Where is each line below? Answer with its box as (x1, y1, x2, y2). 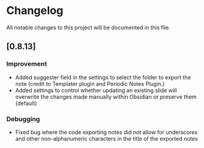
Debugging (6, 115, 40, 123)
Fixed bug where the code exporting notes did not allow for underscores (15, 129, 198, 136)
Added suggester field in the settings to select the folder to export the (15, 74, 191, 81)
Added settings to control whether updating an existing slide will (15, 86, 177, 94)
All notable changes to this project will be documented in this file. (6, 24, 171, 31)
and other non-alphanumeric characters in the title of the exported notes (15, 135, 199, 142)
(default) (15, 99, 37, 107)
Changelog (6, 4, 64, 18)
